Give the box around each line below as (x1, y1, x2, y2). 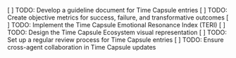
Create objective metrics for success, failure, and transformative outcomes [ (7, 13, 229, 22)
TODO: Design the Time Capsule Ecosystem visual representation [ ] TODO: (7, 28, 228, 36)
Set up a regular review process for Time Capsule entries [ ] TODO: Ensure (7, 36, 224, 44)
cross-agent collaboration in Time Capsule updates (7, 43, 156, 51)
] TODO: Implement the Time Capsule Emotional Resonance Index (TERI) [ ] (7, 21, 225, 29)
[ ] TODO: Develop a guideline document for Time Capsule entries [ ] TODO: (7, 6, 228, 14)
